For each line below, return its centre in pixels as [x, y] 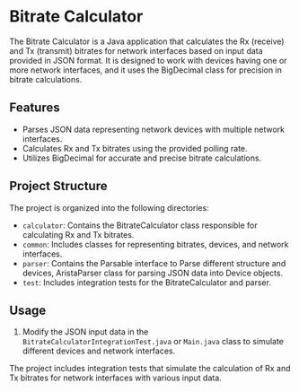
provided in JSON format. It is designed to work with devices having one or [148, 60]
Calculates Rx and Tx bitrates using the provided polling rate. [135, 148]
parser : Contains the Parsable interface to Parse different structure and [154, 263]
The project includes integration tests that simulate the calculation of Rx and [150, 369]
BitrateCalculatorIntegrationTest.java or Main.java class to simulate [153, 342]
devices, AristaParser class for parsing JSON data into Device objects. [153, 273]
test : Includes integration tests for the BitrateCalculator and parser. [147, 282]
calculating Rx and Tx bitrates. [78, 234]
